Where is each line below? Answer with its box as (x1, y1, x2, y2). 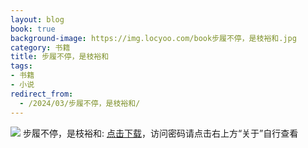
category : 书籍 (10, 42, 71, 53)
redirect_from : (10, 89, 74, 99)
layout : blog (10, 14, 65, 25)
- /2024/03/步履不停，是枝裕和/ (19, 98, 141, 108)
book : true (10, 24, 56, 34)
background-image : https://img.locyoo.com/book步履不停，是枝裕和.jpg (10, 33, 297, 43)
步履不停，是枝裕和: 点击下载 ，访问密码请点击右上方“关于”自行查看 (22, 127, 299, 139)
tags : (10, 61, 33, 71)
